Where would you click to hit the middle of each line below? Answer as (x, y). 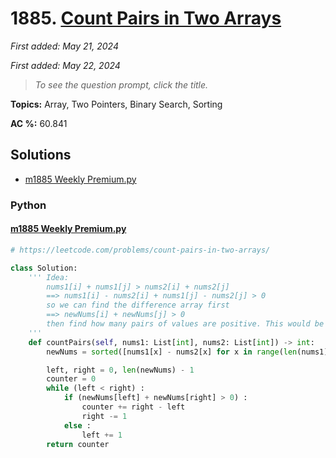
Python (28, 205)
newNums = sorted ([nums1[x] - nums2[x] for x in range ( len (172, 352)
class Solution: (44, 268)
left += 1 (102, 435)
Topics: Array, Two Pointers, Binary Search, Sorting (116, 104)
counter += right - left (133, 407)
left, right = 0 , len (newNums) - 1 (120, 370)
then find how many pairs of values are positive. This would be (185, 324)
